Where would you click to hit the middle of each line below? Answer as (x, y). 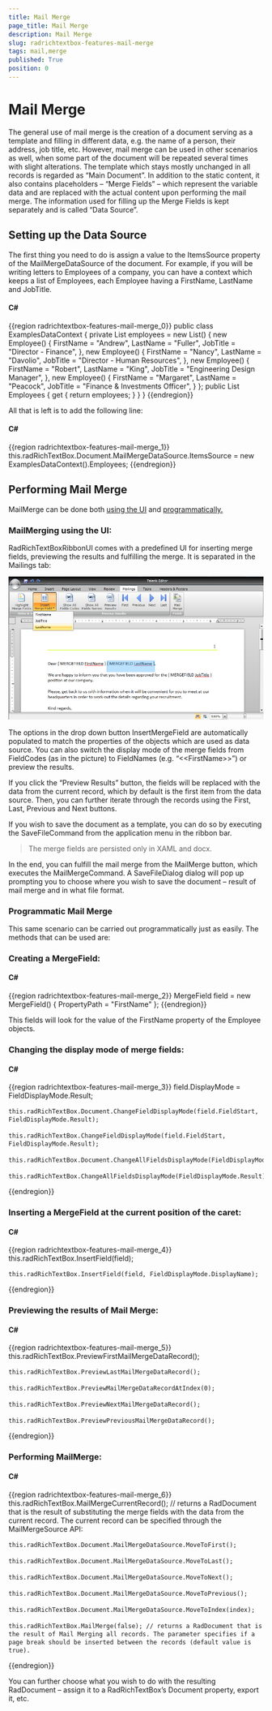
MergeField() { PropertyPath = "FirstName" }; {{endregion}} (108, 1004)
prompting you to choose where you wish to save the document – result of (132, 881)
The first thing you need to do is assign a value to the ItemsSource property (134, 255)
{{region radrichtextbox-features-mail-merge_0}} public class (111, 325)
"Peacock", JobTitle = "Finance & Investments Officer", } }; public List (124, 386)
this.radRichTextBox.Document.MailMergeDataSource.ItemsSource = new (132, 456)
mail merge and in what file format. (66, 890)
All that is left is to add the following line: (76, 411)
